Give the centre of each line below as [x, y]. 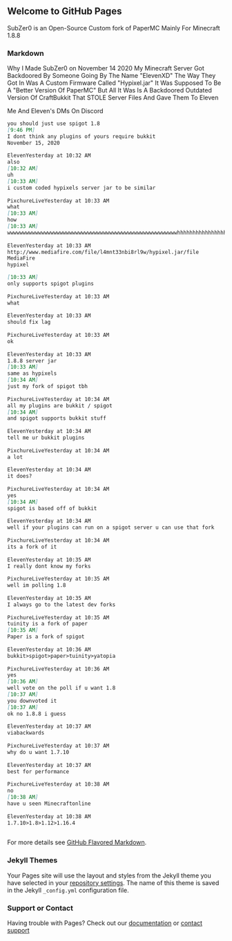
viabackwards [26, 733]
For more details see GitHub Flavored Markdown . [77, 842]
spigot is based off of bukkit [52, 508]
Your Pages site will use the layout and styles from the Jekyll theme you [109, 875]
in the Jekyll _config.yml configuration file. [68, 890]
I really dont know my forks [49, 566]
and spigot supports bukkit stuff [57, 418]
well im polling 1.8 [37, 585]
